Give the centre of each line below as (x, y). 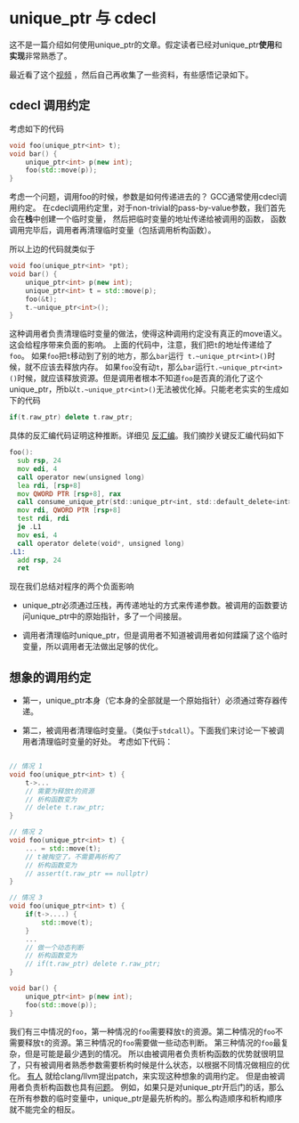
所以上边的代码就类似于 (52, 249)
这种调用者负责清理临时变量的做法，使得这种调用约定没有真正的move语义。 (148, 334)
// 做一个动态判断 (55, 948)
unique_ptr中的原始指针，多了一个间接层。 (108, 616)
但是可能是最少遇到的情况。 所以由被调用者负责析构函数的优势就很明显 (154, 1054)
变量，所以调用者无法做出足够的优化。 (92, 647)
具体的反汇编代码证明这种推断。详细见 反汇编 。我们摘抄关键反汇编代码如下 (147, 435)
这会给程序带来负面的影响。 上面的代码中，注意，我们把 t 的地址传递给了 (141, 345)
